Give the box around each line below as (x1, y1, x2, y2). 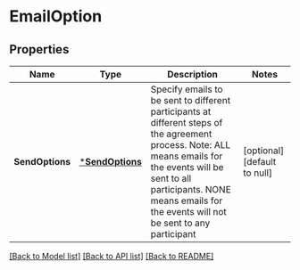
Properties (9, 42, 70, 57)
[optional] (243, 144, 284, 157)
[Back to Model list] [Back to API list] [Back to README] (9, 251, 214, 261)
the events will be (150, 161, 224, 173)
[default (243, 156, 277, 168)
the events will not (150, 206, 228, 217)
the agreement (150, 127, 212, 140)
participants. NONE (150, 184, 231, 195)
